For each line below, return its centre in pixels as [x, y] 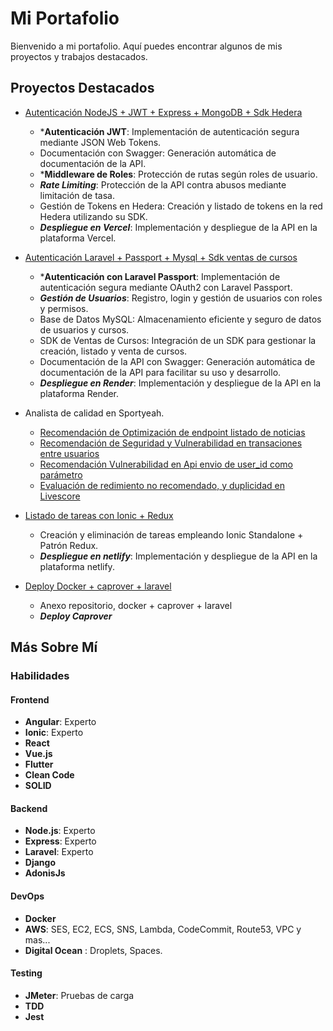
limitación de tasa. [77, 195]
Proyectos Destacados [82, 88]
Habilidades [40, 676]
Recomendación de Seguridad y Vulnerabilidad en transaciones [171, 443]
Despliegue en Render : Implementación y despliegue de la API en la [180, 383]
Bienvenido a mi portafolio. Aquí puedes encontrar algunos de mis [146, 46]
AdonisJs [45, 873]
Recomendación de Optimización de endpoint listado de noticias [172, 432]
